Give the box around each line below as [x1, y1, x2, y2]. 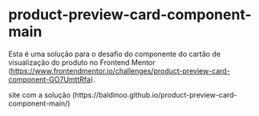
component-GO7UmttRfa [8, 74, 91, 84]
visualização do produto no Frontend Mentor [8, 58, 156, 67]
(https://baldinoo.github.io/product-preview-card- [71, 90, 237, 99]
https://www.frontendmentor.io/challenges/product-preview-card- [10, 66, 230, 75]
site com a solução [8, 90, 71, 99]
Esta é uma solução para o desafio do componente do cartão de [8, 49, 221, 58]
